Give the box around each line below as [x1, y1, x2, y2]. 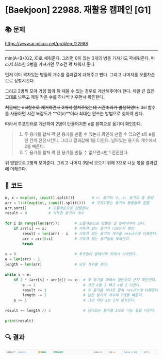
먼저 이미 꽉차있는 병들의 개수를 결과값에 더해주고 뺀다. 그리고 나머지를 [5, 72, 138, 77]
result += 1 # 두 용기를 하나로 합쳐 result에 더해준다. [22, 287, 161, 292]
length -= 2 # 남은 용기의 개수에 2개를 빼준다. [22, 293, 144, 298]
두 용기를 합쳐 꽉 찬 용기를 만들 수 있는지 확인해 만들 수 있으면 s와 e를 [24, 131, 155, 137]
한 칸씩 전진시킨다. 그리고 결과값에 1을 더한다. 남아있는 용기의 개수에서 [24, 137, 157, 143]
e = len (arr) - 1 [5, 257, 40, 262]
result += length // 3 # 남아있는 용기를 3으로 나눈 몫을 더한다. [5, 308, 156, 313]
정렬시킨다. [14, 78, 35, 83]
